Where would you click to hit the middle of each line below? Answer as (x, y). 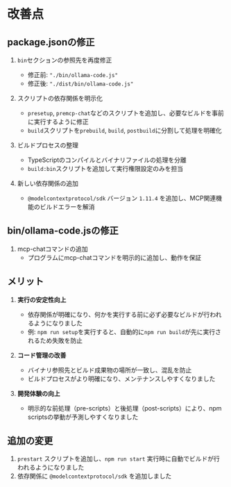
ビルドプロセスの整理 (48, 145)
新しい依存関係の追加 (48, 183)
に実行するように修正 (58, 122)
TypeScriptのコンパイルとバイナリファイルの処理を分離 (107, 160)
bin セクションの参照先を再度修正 (65, 60)
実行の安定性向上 (42, 299)
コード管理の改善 (42, 355)
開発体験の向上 (38, 393)
